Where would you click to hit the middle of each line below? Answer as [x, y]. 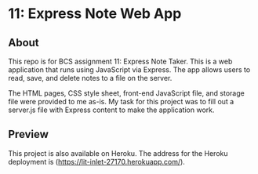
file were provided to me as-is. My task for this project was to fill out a [121, 101]
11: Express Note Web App [95, 14]
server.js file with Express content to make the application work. [111, 110]
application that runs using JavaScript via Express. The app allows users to [129, 70]
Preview [29, 134]
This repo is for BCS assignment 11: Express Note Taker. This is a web [120, 61]
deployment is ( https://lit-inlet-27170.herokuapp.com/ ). [97, 161]
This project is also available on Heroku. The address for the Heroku [118, 153]
